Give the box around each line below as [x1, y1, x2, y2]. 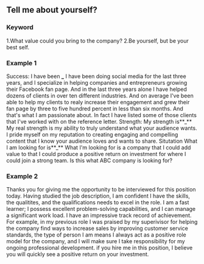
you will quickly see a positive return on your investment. [6, 251, 149, 258]
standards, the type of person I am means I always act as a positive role [6, 231, 187, 238]
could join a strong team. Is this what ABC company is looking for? [6, 157, 173, 164]
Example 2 [6, 172, 38, 180]
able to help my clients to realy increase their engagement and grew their [6, 98, 190, 105]
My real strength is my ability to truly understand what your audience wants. [6, 124, 197, 132]
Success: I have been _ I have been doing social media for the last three [6, 73, 187, 80]
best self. [6, 43, 30, 51]
